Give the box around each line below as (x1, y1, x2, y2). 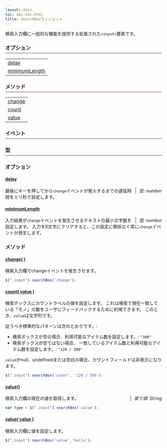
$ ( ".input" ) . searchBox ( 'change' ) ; (5, 278, 77, 283)
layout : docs (5, 7, 32, 12)
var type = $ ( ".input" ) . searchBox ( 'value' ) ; (5, 405, 99, 411)
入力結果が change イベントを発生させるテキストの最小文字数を (5, 218, 132, 224)
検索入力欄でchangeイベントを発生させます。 (5, 268, 98, 274)
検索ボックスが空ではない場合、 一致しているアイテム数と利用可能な (12, 340, 153, 346)
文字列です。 (29, 313, 55, 319)
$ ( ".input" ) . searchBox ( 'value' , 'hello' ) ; (5, 438, 92, 443)
